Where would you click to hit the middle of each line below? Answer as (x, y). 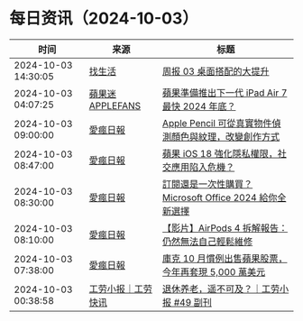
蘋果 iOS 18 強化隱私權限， (220, 153)
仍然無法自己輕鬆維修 (207, 242)
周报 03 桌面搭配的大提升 (216, 71)
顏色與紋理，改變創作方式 (225, 136)
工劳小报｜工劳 (121, 289)
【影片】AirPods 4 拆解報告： (225, 228)
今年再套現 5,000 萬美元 (214, 271)
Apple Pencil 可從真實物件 (217, 123)
